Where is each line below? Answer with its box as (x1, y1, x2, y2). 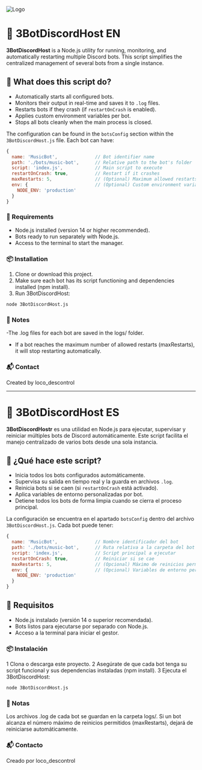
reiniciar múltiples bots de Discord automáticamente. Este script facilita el (6, 432, 188, 439)
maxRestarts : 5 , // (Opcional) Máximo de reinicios (11, 561, 185, 567)
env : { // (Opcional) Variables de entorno (11, 567, 187, 573)
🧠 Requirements (6, 213, 54, 221)
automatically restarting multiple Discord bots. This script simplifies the (6, 53, 182, 60)
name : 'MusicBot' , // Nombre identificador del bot (11, 539, 179, 545)
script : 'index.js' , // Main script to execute (11, 165, 163, 171)
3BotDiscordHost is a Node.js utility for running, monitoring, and (6, 46, 167, 54)
